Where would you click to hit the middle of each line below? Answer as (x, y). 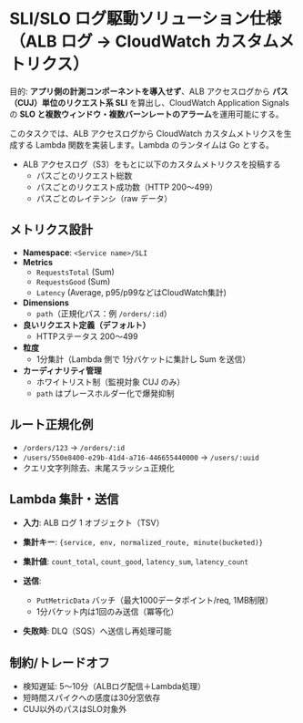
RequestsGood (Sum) (73, 281)
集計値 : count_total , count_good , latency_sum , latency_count (135, 562)
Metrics (37, 262)
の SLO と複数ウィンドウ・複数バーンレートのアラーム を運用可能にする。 (146, 114)
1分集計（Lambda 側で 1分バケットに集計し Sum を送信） (143, 359)
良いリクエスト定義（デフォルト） (86, 325)
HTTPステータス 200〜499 (87, 336)
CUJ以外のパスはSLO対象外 (75, 709)
